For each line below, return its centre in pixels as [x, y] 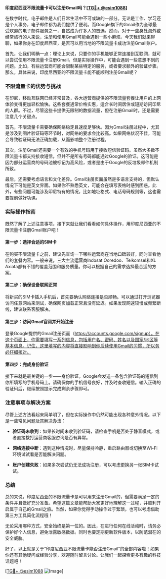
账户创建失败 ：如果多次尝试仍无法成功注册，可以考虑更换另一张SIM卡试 [85, 464]
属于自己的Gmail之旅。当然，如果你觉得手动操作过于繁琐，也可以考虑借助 [84, 509]
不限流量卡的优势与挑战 [33, 86]
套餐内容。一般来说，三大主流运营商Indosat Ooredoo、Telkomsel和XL [85, 260]
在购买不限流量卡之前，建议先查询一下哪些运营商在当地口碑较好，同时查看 [81, 254]
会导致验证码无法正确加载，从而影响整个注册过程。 [57, 140]
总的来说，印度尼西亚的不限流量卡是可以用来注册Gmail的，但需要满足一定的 [82, 497]
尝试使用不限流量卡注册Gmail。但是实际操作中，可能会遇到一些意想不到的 [84, 60]
